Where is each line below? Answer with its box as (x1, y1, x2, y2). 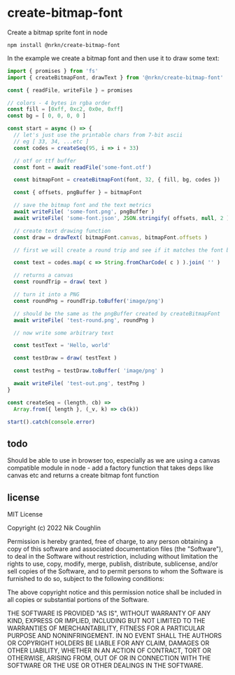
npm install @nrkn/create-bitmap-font (7, 41, 120, 48)
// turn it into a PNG (13, 291, 80, 299)
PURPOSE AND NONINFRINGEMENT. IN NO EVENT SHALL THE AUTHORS (7, 632, 222, 640)
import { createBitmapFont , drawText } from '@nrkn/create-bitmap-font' (7, 74, 224, 81)
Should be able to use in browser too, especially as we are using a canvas (7, 456, 220, 465)
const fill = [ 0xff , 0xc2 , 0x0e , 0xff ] (7, 106, 124, 113)
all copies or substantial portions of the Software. (7, 596, 149, 604)
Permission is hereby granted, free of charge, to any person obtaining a (7, 538, 213, 546)
